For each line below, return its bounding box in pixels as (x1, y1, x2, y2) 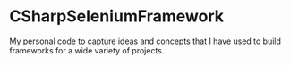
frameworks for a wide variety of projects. (9, 45, 165, 55)
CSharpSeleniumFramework (9, 6, 224, 27)
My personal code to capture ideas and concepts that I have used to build (9, 36, 282, 46)
